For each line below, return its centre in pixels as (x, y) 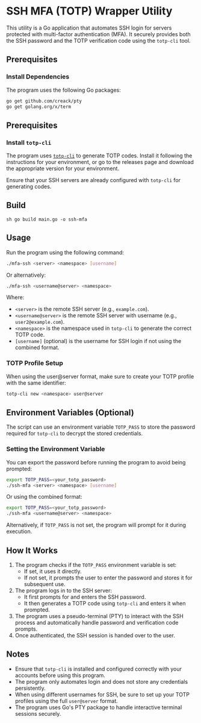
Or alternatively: (26, 275)
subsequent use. (45, 584)
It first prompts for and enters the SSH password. (85, 597)
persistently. (30, 688)
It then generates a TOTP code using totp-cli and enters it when (105, 604)
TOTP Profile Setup (35, 363)
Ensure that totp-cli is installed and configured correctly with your (98, 669)
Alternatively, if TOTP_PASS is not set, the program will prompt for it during (96, 525)
